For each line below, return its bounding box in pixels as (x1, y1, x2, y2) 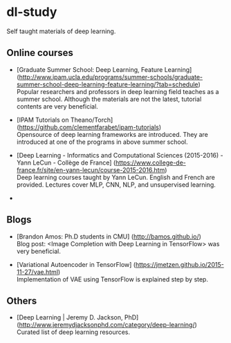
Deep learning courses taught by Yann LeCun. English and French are (16, 173, 215, 181)
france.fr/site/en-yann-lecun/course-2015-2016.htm (16, 165, 165, 174)
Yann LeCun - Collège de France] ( (16, 158, 116, 167)
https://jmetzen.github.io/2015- (135, 260, 224, 268)
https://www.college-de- (115, 158, 186, 167)
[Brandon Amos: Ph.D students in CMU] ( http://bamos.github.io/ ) (16, 232, 202, 241)
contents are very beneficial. (16, 102, 98, 111)
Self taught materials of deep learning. (6, 27, 116, 35)
